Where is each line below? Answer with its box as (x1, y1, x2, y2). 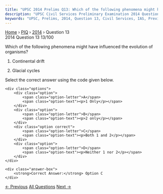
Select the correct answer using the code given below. (5, 77, 114, 83)
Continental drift (12, 59, 45, 64)
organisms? (5, 49, 28, 55)
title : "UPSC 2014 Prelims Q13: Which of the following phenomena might (5, 7, 155, 12)
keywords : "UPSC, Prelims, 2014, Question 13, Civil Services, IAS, (5, 16, 147, 21)
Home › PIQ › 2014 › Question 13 (5, 30, 69, 35)
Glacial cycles (12, 68, 40, 74)
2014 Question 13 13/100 (5, 34, 54, 40)
